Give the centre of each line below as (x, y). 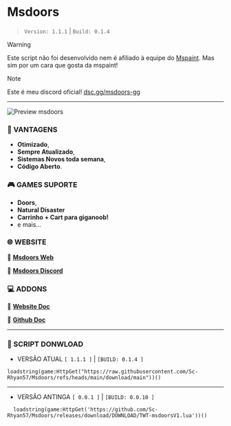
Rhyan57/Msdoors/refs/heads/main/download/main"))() (84, 378)
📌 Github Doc (26, 320)
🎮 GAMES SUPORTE (42, 185)
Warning (19, 44)
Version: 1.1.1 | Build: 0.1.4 (67, 31)
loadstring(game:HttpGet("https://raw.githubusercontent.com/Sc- (102, 372)
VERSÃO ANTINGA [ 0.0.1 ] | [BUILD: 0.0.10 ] (86, 397)
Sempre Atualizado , (46, 152)
